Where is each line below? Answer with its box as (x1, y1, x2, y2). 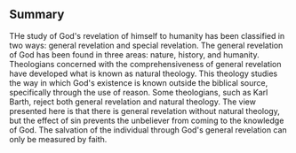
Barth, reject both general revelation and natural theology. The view (9, 96, 256, 107)
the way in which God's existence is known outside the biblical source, (9, 77, 268, 88)
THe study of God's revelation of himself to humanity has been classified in (9, 30, 285, 41)
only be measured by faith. (9, 134, 108, 144)
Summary (9, 7, 65, 22)
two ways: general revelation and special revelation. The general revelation (9, 40, 284, 50)
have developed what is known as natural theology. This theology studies (9, 68, 278, 79)
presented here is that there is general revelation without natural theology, (9, 105, 280, 116)
